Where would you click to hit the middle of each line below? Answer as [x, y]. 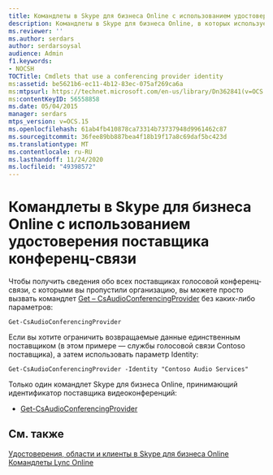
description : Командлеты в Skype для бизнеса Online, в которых [119, 24]
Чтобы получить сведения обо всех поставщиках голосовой [114, 282]
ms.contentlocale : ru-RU [50, 152]
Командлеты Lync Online [51, 462]
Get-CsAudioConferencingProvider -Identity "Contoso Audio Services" [129, 369]
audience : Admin [36, 54]
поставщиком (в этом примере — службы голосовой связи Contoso [127, 346]
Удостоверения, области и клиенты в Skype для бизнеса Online [119, 453]
